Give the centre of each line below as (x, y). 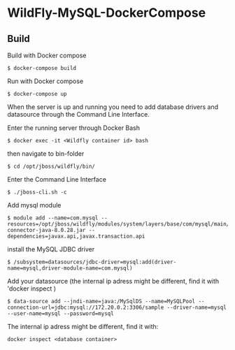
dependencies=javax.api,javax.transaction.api (76, 236)
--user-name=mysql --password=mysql (60, 314)
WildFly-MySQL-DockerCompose (107, 13)
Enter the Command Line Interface (57, 179)
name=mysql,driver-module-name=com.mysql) (70, 268)
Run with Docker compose (45, 81)
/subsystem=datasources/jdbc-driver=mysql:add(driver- (95, 262)
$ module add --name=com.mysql (53, 218)
